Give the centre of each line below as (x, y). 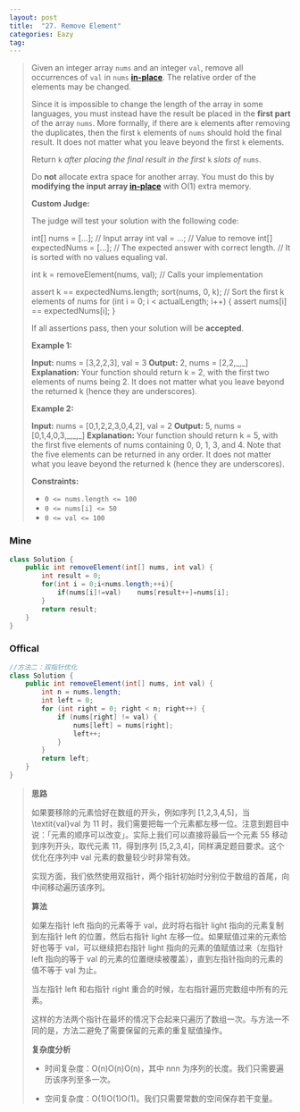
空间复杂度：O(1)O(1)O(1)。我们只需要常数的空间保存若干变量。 (161, 1098)
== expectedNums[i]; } (73, 311)
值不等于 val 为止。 (66, 970)
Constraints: (55, 481)
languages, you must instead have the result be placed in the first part (161, 114)
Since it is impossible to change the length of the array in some (147, 105)
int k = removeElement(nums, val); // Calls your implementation (147, 274)
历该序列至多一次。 (80, 1079)
